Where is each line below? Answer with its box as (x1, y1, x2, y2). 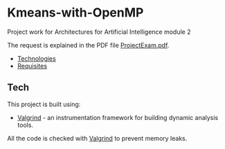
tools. (17, 121, 33, 129)
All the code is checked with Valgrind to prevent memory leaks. (7, 134, 188, 142)
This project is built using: (7, 100, 81, 108)
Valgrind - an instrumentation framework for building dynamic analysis (17, 113, 219, 121)
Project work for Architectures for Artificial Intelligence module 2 (7, 28, 191, 36)
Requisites (17, 61, 47, 70)
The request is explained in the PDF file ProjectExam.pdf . (7, 41, 170, 49)
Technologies (17, 54, 57, 63)
